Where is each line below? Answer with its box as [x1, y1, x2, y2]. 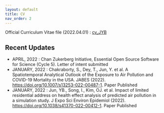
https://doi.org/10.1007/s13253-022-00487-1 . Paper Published [12, 82, 138, 88]
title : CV [5, 12, 25, 16]
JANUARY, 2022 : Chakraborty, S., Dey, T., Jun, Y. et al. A [12, 66, 128, 73]
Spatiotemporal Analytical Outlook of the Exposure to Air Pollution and [12, 72, 154, 78]
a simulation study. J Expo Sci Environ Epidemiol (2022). [12, 97, 126, 103]
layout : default [5, 7, 38, 12]
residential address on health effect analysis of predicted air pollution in [12, 93, 157, 98]
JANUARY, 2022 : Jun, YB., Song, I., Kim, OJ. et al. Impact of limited [12, 87, 149, 93]
